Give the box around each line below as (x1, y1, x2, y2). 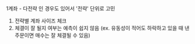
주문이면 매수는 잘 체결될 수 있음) (14, 32, 90, 39)
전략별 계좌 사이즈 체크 (14, 17, 67, 24)
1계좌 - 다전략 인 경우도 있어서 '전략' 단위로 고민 (6, 5, 116, 12)
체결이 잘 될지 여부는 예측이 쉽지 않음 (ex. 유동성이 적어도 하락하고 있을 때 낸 (14, 25, 190, 31)
